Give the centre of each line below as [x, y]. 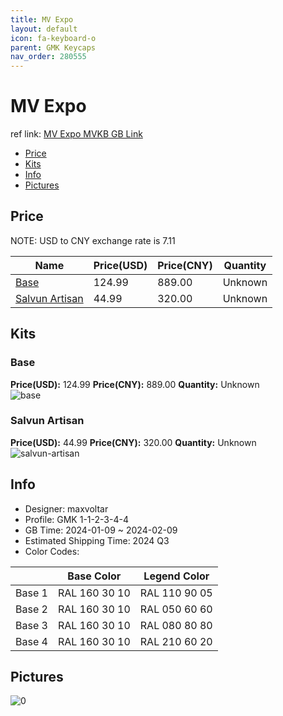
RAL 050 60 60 [176, 609]
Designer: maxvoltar [66, 508]
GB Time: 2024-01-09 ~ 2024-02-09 [101, 530]
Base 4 [31, 641]
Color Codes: [52, 551]
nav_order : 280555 [48, 57]
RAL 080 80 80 [176, 625]
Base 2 [31, 609]
